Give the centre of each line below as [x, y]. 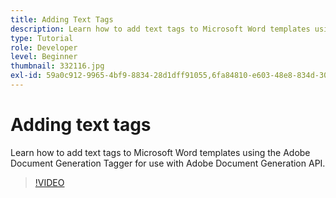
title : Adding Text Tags [62, 19]
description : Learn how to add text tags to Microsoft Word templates [160, 29]
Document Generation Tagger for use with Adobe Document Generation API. [168, 163]
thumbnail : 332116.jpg [57, 66]
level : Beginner [44, 57]
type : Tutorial [42, 38]
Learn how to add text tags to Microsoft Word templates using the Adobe [160, 152]
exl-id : [26, 76]
